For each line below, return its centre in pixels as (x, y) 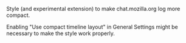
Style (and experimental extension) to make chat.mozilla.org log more (93, 9)
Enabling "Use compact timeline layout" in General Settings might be (92, 27)
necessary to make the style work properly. (61, 33)
